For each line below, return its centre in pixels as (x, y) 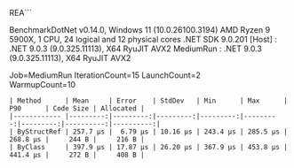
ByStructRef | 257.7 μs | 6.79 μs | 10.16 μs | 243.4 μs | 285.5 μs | (153, 132)
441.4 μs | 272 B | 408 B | (77, 155)
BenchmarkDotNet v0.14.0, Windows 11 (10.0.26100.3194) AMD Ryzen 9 (140, 30)
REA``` (21, 13)
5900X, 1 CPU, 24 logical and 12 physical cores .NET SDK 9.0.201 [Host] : (143, 39)
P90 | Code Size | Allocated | (77, 109)
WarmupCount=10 (43, 84)
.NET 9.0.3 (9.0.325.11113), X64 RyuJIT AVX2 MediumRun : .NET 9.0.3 (135, 49)
